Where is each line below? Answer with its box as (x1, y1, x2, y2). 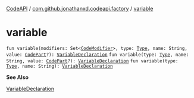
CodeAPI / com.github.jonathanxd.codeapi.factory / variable (6, 5, 154, 12)
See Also (6, 74, 29, 81)
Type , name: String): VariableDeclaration (6, 63, 113, 69)
